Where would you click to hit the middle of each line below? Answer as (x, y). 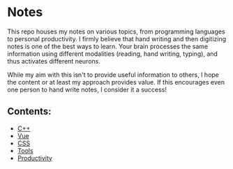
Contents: (29, 111)
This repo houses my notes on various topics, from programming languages (116, 31)
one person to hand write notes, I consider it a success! (87, 89)
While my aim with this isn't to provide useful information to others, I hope (113, 75)
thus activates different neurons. (54, 61)
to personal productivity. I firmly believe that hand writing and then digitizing (117, 38)
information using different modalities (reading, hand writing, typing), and (113, 54)
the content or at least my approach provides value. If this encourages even (116, 82)
